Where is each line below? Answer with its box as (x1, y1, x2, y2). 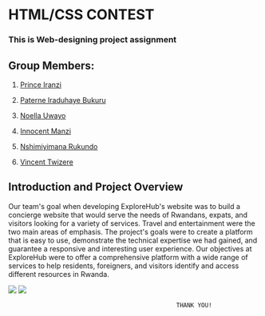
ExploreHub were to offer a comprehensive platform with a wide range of (8, 252, 249, 262)
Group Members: (8, 58, 95, 73)
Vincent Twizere (19, 157, 73, 167)
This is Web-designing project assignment (8, 34, 177, 45)
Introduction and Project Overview (8, 180, 184, 194)
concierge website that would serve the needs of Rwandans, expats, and (8, 210, 248, 219)
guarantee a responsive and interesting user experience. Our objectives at (8, 243, 253, 253)
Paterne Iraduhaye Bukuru (19, 95, 106, 105)
